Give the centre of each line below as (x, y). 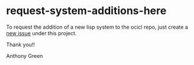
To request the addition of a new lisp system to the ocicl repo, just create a (97, 27)
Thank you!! (21, 45)
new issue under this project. (41, 33)
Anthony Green (25, 56)
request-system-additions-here (86, 11)
